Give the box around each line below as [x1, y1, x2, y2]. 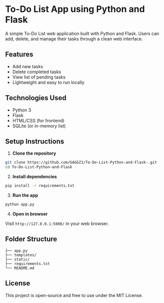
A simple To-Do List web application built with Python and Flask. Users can [5, 30, 160, 36]
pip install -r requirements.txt [5, 183, 75, 189]
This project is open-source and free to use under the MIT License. [5, 292, 143, 298]
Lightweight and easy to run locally [12, 79, 85, 85]
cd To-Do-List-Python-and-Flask [5, 165, 72, 170]
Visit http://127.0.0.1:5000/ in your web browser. [5, 220, 109, 226]
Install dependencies [12, 174, 57, 180]
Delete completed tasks [12, 69, 61, 75]
